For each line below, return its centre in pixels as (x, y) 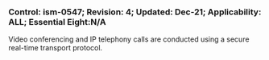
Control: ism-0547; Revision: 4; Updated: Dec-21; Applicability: (135, 12)
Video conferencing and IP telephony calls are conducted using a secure (129, 39)
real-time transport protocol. (56, 48)
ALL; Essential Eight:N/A (57, 22)
